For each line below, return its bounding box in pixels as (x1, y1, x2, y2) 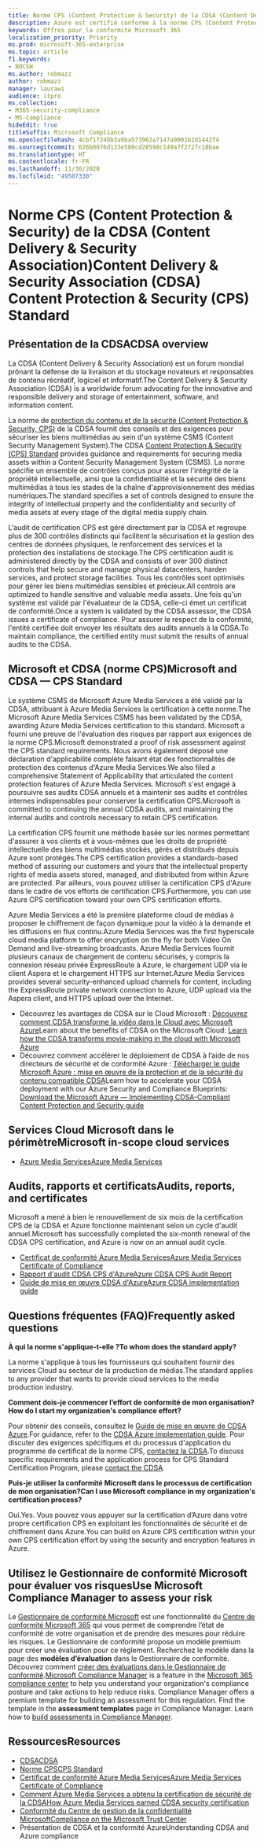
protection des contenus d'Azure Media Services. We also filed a (8, 762, 216, 771)
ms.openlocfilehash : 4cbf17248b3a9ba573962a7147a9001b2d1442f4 (8, 135, 220, 144)
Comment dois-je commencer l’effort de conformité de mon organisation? (8, 1397, 255, 1408)
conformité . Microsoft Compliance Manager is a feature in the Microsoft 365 (8, 1670, 253, 1680)
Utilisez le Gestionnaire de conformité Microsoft (8, 1566, 247, 1580)
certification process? (8, 1495, 82, 1504)
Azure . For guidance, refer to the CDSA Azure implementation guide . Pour (8, 1430, 245, 1439)
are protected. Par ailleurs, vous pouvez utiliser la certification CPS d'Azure (8, 878, 251, 887)
